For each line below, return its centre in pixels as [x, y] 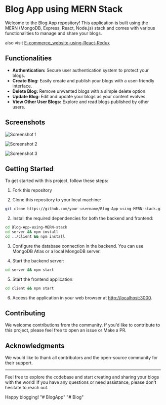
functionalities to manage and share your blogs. [54, 33]
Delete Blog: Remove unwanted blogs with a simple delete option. [79, 91]
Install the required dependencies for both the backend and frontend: [83, 219]
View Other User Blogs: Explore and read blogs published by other [81, 102]
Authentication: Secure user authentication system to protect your [81, 70]
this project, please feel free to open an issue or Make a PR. [66, 330]
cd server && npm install [32, 232]
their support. [19, 363]
